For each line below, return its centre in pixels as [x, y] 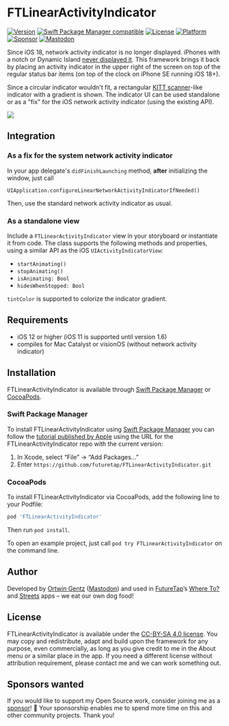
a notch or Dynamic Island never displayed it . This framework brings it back [113, 59]
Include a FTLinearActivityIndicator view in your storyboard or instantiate [112, 236]
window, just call [30, 178]
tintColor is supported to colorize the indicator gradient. [87, 299]
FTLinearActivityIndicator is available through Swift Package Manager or [109, 389]
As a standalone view [43, 221]
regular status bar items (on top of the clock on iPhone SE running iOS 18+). [114, 74]
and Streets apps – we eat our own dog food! [70, 596]
